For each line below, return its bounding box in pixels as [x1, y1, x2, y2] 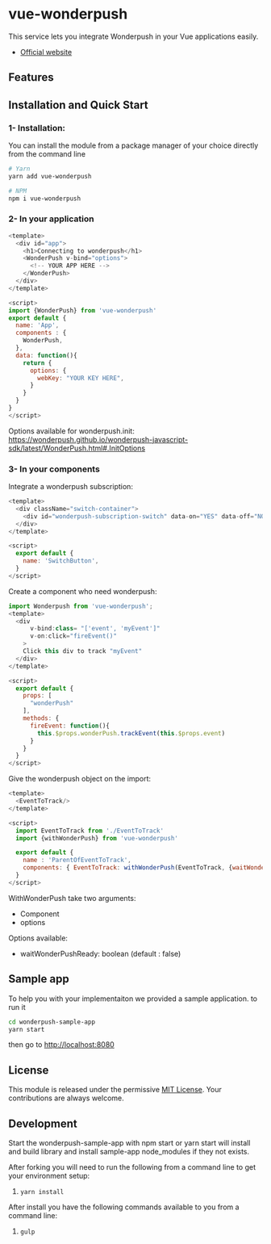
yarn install [19, 1188, 65, 1196]
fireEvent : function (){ [29, 722, 110, 730]
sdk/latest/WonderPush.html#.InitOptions [8, 443, 146, 453]
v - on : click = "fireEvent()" [29, 632, 117, 640]
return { [23, 358, 52, 367]
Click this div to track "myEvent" [23, 647, 143, 656]
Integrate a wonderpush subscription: [8, 482, 133, 492]
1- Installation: [8, 122, 66, 133]
